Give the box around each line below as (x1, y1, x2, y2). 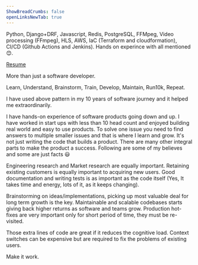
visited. (6, 217, 24, 225)
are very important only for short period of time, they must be (19, 211, 169, 218)
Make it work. (6, 253, 40, 260)
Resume (6, 60, 27, 68)
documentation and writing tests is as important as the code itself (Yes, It (6, 174, 184, 182)
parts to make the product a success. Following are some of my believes (6, 144, 183, 151)
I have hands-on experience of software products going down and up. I (6, 113, 180, 120)
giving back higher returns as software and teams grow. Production (6, 205, 170, 212)
